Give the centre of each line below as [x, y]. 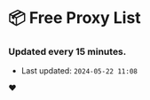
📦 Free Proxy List [75, 18]
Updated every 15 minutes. [67, 52]
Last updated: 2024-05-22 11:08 [79, 71]
